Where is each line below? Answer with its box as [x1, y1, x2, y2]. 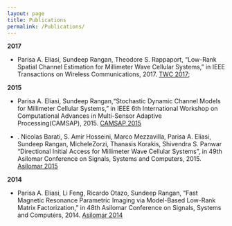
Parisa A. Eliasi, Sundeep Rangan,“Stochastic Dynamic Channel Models [17, 97, 221, 105]
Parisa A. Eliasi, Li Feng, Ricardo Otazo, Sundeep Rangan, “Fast [17, 189, 199, 198]
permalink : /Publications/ [7, 23, 85, 30]
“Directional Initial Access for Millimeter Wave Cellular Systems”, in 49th [17, 147, 223, 156]
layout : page [7, 10, 45, 17]
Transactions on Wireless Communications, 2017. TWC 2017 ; [17, 70, 190, 78]
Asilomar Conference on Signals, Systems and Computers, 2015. [17, 155, 202, 163]
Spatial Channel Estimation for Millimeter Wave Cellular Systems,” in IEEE [17, 63, 225, 71]
